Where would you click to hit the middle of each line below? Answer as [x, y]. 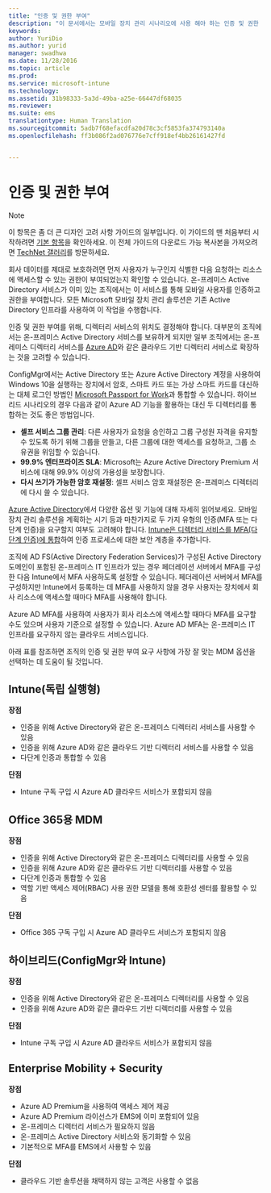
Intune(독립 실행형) [54, 689]
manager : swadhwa [38, 53]
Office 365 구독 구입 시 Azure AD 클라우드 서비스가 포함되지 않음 [123, 932]
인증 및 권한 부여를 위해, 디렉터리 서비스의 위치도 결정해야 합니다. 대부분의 [124, 327]
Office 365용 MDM [56, 820]
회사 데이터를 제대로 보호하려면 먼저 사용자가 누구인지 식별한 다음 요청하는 [125, 269]
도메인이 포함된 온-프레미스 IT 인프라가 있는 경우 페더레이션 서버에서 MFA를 [127, 566]
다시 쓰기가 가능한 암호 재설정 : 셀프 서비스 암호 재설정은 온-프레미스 [125, 482]
